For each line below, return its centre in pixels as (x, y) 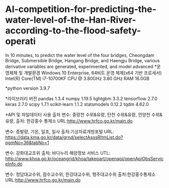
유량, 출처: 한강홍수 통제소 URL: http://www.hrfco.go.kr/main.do (69, 121)
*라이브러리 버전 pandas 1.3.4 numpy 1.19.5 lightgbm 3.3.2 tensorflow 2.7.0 (81, 99)
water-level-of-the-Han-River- (71, 20)
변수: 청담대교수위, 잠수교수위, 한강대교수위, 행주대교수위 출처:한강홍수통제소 (80, 174)
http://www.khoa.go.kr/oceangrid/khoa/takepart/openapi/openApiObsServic (84, 158)
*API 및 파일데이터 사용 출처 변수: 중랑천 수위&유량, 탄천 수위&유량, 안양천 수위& (84, 115)
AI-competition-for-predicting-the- (81, 9)
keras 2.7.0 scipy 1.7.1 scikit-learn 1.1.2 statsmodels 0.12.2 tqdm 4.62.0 (77, 104)
